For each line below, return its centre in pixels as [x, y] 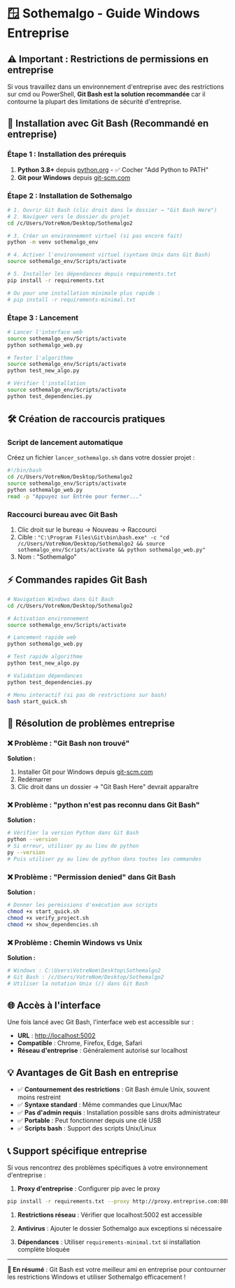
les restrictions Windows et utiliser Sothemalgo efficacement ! [97, 1277]
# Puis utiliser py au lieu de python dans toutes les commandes [104, 859]
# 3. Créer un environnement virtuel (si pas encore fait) [95, 236]
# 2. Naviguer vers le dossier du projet [69, 217]
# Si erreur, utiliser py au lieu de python [73, 846]
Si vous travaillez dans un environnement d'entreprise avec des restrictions [116, 87]
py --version [26, 853]
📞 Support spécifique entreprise [77, 1151]
